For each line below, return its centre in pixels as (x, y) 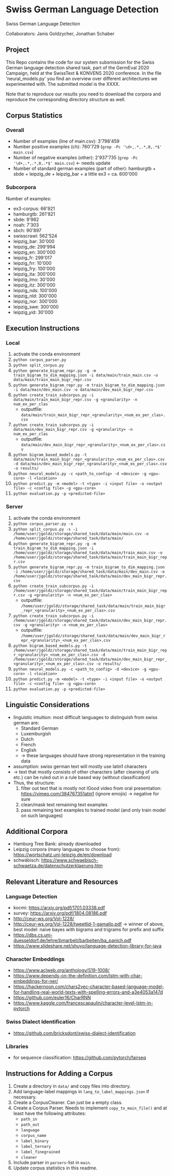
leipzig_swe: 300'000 (36, 307)
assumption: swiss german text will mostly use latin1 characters (80, 766)
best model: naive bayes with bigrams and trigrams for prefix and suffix (89, 930)
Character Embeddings (35, 959)
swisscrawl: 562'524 (35, 236)
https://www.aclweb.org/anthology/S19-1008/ (61, 970)
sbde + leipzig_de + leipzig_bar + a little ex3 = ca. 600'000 (75, 174)
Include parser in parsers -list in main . (52, 1162)
